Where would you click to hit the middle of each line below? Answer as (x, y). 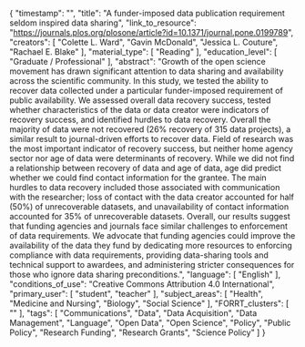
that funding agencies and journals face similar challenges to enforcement (149, 226)
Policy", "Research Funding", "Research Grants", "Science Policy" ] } (137, 332)
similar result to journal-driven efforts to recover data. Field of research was (152, 139)
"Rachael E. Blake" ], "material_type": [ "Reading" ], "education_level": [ (143, 52)
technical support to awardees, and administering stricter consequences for (152, 265)
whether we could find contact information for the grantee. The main (138, 178)
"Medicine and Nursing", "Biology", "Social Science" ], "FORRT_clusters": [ (149, 303)
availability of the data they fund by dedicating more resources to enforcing (151, 245)
